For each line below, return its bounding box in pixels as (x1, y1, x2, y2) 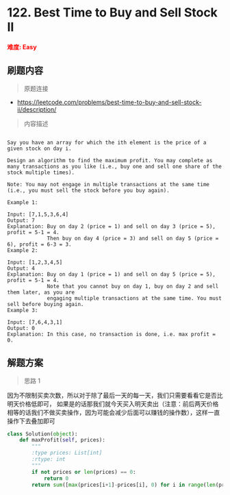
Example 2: (7, 246, 38, 254)
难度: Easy (7, 42, 37, 51)
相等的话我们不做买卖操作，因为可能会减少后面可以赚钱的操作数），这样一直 (7, 408, 220, 416)
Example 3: (7, 307, 38, 314)
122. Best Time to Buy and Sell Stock (7, 5, 218, 21)
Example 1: (7, 199, 38, 206)
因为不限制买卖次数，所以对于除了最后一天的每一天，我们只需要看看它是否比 (7, 391, 223, 399)
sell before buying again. (7, 301, 84, 307)
